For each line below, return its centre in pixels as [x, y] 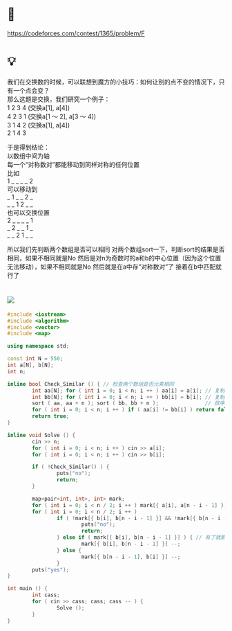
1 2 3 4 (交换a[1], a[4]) [39, 107]
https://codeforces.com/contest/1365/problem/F [76, 33]
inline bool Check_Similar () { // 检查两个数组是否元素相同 [91, 384]
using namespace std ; [38, 346]
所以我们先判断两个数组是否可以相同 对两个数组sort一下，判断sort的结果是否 [116, 249]
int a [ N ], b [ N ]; [30, 365]
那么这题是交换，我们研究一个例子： [59, 99]
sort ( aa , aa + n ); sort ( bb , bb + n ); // [122, 403]
